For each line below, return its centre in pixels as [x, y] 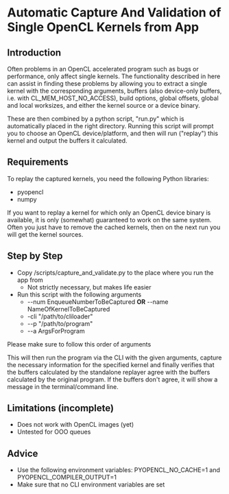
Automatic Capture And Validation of [114, 13]
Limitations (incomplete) [61, 409]
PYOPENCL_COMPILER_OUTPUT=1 [67, 478]
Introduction [34, 52]
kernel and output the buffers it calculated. [68, 141]
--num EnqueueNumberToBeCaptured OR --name [98, 302]
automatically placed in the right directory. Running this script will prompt [110, 126]
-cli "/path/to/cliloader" [60, 316]
